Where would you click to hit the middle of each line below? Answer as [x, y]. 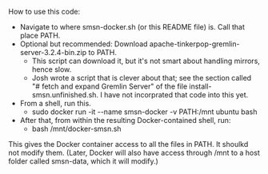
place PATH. [40, 36]
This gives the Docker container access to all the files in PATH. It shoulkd [128, 144]
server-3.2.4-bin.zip [53, 52]
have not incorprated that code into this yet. [176, 95]
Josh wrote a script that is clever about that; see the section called [142, 78]
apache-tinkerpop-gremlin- [194, 44]
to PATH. [102, 52]
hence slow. [52, 69]
